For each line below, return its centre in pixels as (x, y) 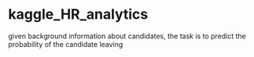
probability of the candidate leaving (66, 44)
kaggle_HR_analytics (78, 14)
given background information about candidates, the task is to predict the (127, 36)
